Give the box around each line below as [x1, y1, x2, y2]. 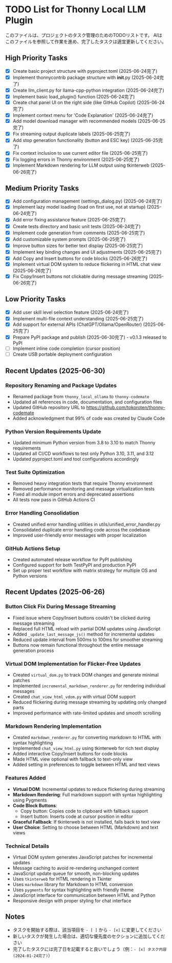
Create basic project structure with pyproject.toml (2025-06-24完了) [12, 68, 158, 74]
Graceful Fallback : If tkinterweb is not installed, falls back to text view [12, 818, 160, 825]
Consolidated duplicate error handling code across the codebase [12, 526, 150, 532]
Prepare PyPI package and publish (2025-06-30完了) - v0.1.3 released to [12, 334, 167, 340]
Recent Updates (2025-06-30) [5, 366, 105, 375]
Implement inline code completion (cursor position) [12, 345, 121, 352]
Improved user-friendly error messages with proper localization [12, 532, 147, 538]
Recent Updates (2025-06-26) [5, 588, 105, 597]
